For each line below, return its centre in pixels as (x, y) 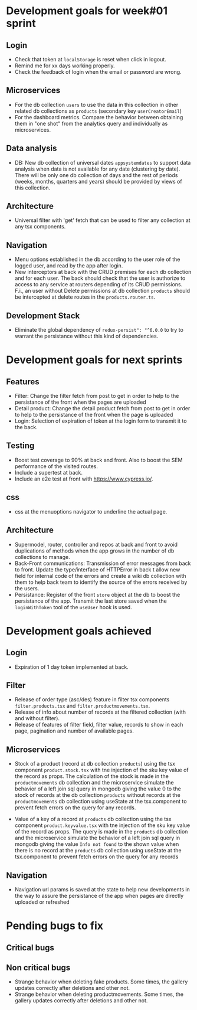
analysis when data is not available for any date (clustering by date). (97, 169)
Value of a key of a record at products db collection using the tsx (93, 819)
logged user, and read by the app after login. (69, 266)
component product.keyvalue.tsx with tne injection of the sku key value (102, 825)
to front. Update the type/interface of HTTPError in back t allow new (97, 569)
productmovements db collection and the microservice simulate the (94, 783)
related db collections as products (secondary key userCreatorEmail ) (98, 111)
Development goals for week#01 (87, 11)
